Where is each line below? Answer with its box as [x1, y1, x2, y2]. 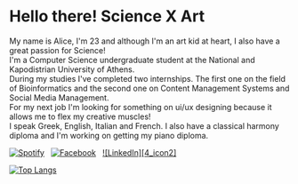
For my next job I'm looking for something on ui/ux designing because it [9, 101, 273, 112]
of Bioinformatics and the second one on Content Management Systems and [9, 83, 290, 93]
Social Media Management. [9, 92, 109, 103]
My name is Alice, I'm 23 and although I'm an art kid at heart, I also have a [9, 36, 280, 46]
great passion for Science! [9, 44, 107, 55]
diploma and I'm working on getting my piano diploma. [9, 130, 209, 140]
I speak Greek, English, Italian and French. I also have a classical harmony [9, 120, 280, 131]
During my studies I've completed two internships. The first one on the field [9, 73, 286, 84]
